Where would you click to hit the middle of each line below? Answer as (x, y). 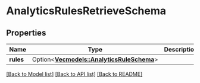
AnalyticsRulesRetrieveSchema (86, 11)
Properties (26, 33)
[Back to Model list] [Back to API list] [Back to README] (74, 74)
